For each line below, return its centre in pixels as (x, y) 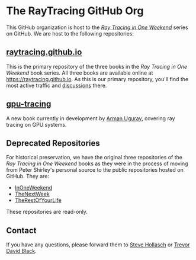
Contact (21, 230)
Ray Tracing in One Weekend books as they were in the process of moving (97, 163)
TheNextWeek (32, 194)
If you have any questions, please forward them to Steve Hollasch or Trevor (98, 245)
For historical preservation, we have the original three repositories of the (94, 158)
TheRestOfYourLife (38, 200)
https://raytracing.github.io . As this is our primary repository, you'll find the (97, 79)
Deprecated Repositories (53, 143)
